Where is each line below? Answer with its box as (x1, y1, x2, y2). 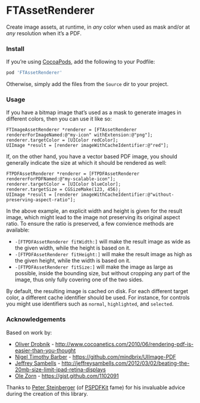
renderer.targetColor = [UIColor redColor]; (6, 137, 118, 143)
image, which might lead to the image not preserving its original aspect (6, 214, 180, 221)
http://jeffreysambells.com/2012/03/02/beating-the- (61, 359, 190, 367)
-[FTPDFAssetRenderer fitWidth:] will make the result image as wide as (14, 238, 190, 245)
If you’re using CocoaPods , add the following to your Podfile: (6, 58, 155, 66)
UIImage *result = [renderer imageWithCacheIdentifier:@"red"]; (6, 143, 169, 149)
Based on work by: (6, 329, 52, 336)
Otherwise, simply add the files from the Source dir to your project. (6, 81, 168, 88)
